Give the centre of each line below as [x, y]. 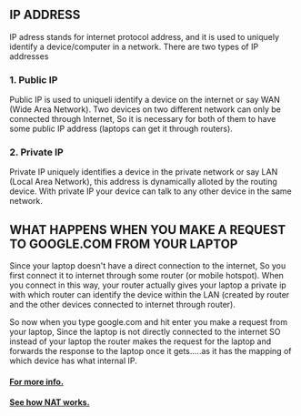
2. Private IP [36, 152]
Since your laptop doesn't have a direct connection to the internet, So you [148, 266]
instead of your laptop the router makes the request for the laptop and [140, 341]
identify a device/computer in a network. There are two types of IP [134, 46]
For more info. [36, 381]
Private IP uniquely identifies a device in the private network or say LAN [144, 172]
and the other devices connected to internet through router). [123, 305]
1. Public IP [34, 79]
